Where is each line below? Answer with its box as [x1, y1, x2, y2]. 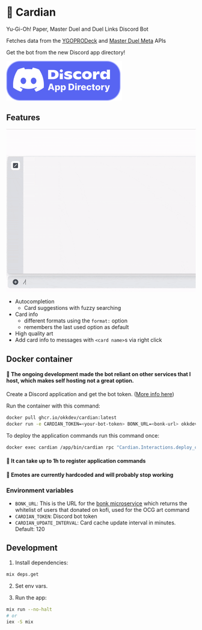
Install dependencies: [14, 559, 69, 566]
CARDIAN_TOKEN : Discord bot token [14, 512, 97, 520]
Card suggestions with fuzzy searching [23, 304, 121, 312]
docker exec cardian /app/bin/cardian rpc [6, 444, 114, 450]
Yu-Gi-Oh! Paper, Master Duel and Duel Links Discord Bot [6, 25, 148, 33]
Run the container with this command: [6, 402, 100, 409]
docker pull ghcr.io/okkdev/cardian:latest [6, 414, 117, 421]
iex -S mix [6, 619, 34, 625]
